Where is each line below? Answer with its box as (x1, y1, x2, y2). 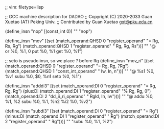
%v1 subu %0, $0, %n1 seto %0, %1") (5, 74, 82, 79)
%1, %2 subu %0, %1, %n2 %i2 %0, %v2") (5, 99, 92, 104)
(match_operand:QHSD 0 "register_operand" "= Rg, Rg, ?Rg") (5, 63, 129, 69)
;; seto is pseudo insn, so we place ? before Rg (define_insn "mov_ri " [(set (5, 58, 154, 63)
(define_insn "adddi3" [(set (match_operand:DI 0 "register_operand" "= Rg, (5, 83, 157, 89)
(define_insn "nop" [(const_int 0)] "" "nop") (5, 28, 92, 34)
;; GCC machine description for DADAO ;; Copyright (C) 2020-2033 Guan (5, 14, 153, 19)
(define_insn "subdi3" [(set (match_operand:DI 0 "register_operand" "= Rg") (5, 108, 159, 114)
